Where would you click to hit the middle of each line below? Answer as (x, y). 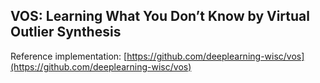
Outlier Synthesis (66, 32)
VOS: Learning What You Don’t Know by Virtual (160, 16)
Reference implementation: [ (69, 56)
